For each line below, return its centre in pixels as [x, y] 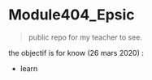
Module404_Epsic [72, 15]
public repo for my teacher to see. [85, 37]
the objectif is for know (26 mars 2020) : [76, 53]
